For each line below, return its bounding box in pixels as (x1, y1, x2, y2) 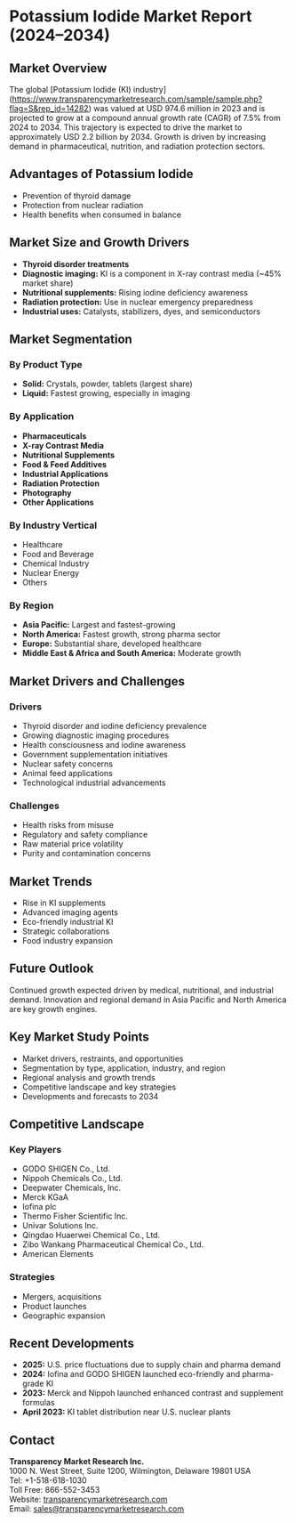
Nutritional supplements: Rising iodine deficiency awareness (21, 287, 249, 297)
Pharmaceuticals (21, 430, 87, 442)
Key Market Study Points (9, 1030, 149, 1045)
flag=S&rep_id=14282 (9, 103, 89, 113)
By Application (9, 410, 75, 423)
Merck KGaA (21, 1192, 69, 1203)
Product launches (21, 1300, 87, 1311)
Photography (21, 487, 72, 498)
